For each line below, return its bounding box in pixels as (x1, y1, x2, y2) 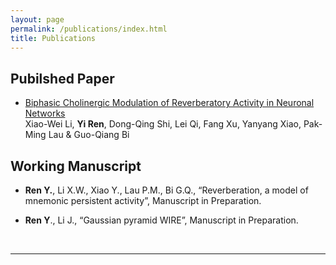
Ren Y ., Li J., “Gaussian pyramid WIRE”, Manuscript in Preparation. (24, 214, 299, 226)
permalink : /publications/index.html (10, 24, 168, 34)
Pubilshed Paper (10, 70, 115, 87)
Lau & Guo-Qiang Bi (48, 129, 130, 141)
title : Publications (10, 33, 97, 43)
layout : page (10, 14, 65, 25)
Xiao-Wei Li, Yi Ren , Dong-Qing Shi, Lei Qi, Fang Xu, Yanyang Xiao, (24, 118, 302, 130)
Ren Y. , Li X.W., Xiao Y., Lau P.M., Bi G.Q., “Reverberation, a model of (24, 184, 309, 196)
